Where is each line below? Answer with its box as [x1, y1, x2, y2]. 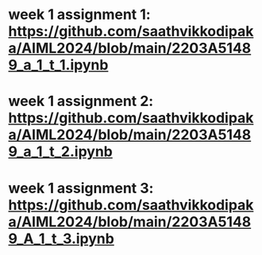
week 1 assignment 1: [8, 6, 151, 24]
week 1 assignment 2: [8, 93, 154, 110]
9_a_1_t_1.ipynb [8, 56, 109, 74]
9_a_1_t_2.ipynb [8, 143, 113, 161]
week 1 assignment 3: [8, 179, 154, 197]
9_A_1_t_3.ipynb [8, 230, 115, 247]
